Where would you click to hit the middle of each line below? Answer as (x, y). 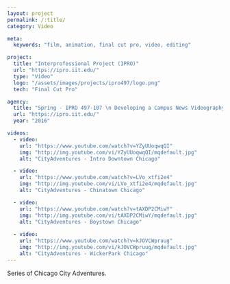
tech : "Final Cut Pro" (46, 89)
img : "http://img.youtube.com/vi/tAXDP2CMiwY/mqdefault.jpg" (108, 215)
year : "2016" (32, 121)
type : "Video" (33, 76)
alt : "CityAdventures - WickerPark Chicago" (84, 253)
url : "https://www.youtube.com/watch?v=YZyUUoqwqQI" (96, 146)
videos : (18, 133)
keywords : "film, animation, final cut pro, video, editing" (102, 45)
